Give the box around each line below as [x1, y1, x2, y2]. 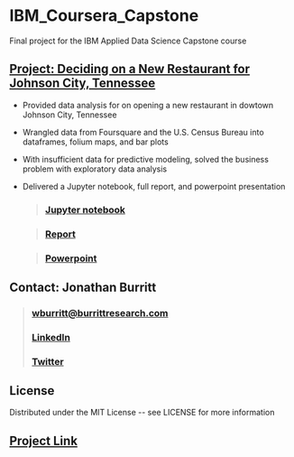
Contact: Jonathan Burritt [9, 279, 157, 294]
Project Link [9, 433, 78, 448]
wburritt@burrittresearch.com [31, 306, 169, 319]
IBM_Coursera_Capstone [9, 5, 199, 26]
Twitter [31, 355, 65, 368]
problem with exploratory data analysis [22, 163, 168, 174]
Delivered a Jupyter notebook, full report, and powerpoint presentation [22, 181, 286, 191]
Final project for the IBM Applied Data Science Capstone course [9, 35, 247, 46]
